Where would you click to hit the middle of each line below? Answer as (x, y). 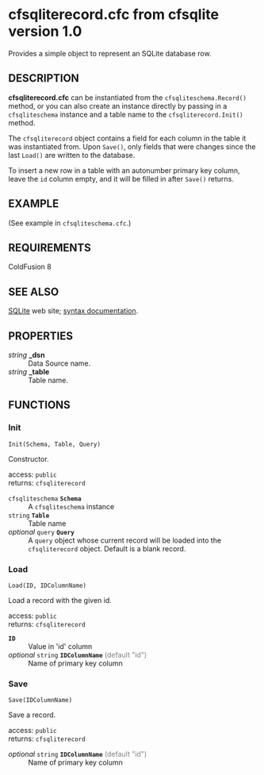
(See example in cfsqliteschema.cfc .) (70, 223)
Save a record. (32, 715)
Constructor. (29, 458)
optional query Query (42, 531)
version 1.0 (45, 31)
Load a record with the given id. (60, 600)
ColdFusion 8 (30, 267)
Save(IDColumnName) (40, 700)
